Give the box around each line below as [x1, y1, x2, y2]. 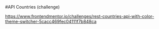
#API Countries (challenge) [5, 4, 60, 10]
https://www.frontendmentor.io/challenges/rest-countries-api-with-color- [5, 14, 154, 19]
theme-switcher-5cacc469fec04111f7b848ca [5, 19, 97, 24]
